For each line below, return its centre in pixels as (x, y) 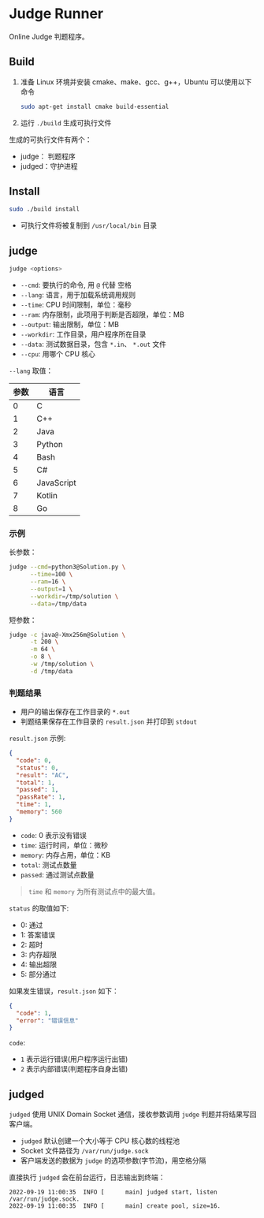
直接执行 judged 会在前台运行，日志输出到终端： (87, 1177)
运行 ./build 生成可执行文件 (66, 122)
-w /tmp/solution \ (61, 664)
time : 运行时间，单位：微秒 (64, 845)
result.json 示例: (37, 739)
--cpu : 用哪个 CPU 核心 (58, 354)
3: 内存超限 (39, 954)
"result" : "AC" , (43, 775)
